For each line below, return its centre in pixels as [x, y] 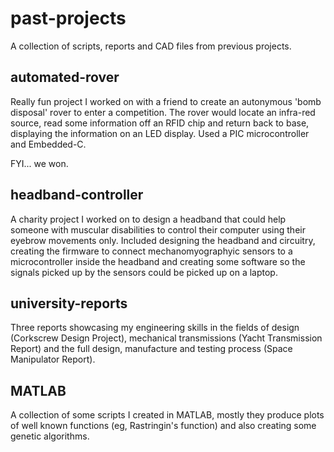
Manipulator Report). [53, 359]
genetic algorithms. [50, 436]
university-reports [69, 303]
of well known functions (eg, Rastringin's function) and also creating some [163, 426]
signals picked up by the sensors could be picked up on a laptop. [144, 272]
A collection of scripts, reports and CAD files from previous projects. [151, 46]
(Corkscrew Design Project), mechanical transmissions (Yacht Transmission [166, 338]
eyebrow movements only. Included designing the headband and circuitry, [163, 240]
